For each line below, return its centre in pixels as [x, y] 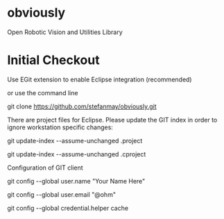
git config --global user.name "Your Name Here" [76, 181]
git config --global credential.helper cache [68, 208]
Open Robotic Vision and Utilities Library [65, 32]
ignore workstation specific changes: [60, 127]
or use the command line [43, 92]
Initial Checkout [53, 60]
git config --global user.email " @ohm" [62, 194]
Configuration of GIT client [45, 168]
